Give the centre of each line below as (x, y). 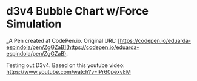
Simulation (34, 24)
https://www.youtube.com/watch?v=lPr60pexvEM (69, 71)
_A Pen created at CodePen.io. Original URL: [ (63, 40)
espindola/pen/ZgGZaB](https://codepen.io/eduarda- (73, 47)
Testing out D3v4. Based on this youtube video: (66, 65)
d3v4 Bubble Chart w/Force (77, 11)
